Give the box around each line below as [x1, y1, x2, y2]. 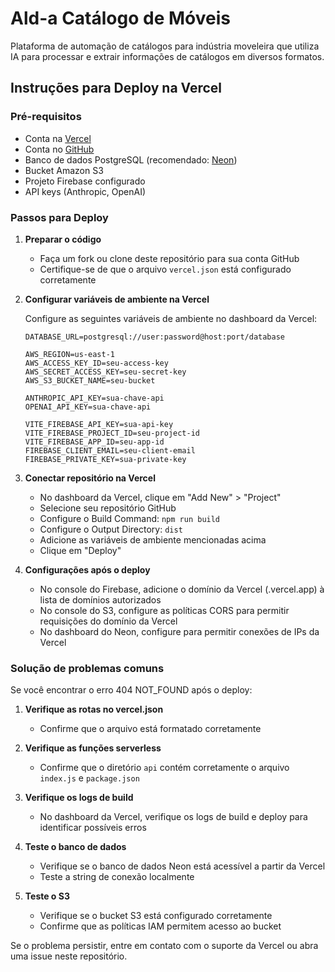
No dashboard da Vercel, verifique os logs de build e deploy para [39, 811, 308, 823]
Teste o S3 [24, 890, 70, 902]
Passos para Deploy [10, 210, 109, 224]
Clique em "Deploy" [39, 544, 122, 556]
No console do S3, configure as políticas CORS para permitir [39, 604, 290, 616]
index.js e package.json [39, 772, 140, 784]
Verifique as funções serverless [24, 742, 162, 754]
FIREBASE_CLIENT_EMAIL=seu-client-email [24, 445, 196, 456]
